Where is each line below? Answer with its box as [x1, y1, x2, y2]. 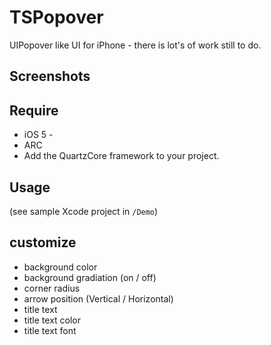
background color [23, 261, 98, 273]
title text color [23, 314, 82, 326]
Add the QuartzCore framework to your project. [23, 150, 220, 162]
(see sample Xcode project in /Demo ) [9, 205, 159, 217]
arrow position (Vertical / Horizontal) [23, 292, 174, 305]
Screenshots [9, 68, 91, 85]
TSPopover [9, 6, 104, 29]
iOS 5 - [23, 129, 54, 141]
